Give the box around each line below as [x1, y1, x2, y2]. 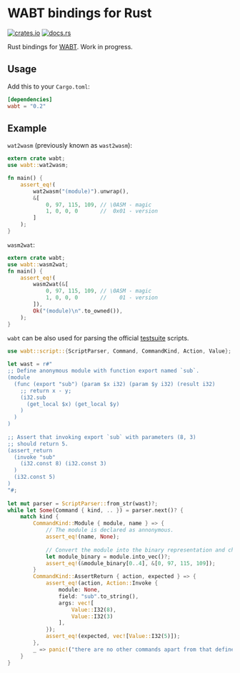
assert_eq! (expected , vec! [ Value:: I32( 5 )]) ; [45, 633, 181, 640]
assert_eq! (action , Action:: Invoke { [45, 580, 159, 587]
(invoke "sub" [14, 453, 56, 461]
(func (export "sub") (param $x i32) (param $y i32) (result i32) [14, 380, 216, 388]
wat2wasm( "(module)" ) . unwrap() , [33, 188, 130, 195]
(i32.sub [20, 394, 46, 401]
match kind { [20, 513, 59, 520]
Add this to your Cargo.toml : [7, 82, 91, 91]
